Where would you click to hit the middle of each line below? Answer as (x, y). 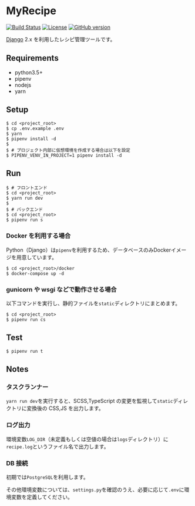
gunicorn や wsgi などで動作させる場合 (61, 289)
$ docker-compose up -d (35, 273)
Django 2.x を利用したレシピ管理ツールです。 (61, 39)
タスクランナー (27, 387)
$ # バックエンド (24, 210)
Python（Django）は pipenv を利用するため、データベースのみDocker (89, 250)
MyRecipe (31, 11)
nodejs (23, 85)
